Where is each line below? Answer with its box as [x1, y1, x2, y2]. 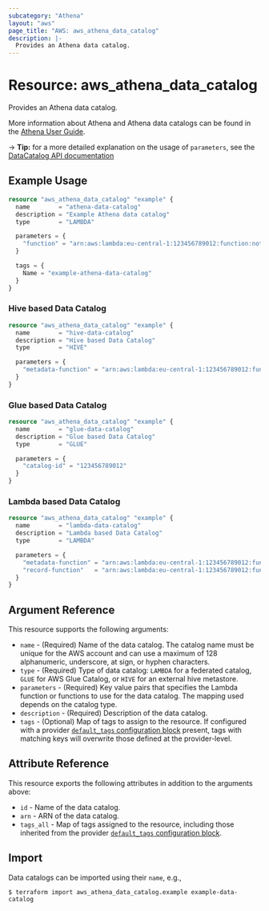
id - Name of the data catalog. [19, 802, 121, 811]
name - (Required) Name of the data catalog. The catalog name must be [19, 640, 255, 650]
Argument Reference [8, 603, 115, 616]
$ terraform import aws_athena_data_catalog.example [8, 888, 188, 896]
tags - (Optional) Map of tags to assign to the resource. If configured [19, 717, 247, 726]
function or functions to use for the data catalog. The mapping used [19, 691, 244, 701]
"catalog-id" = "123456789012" [22, 462, 127, 470]
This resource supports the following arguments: [8, 624, 169, 634]
